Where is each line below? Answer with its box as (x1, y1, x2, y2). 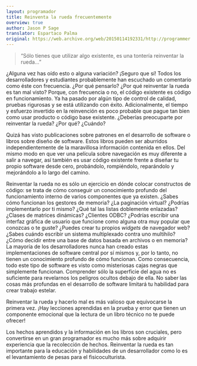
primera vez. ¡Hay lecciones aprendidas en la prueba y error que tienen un (6, 305, 186, 311)
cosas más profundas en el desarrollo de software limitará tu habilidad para (6, 281, 189, 288)
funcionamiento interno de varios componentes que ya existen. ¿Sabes (6, 193, 178, 200)
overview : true (6, 19, 44, 25)
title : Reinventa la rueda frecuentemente (6, 14, 112, 20)
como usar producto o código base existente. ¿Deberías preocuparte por (6, 114, 183, 121)
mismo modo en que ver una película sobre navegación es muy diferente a (6, 150, 187, 157)
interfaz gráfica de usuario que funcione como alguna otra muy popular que (6, 218, 190, 225)
